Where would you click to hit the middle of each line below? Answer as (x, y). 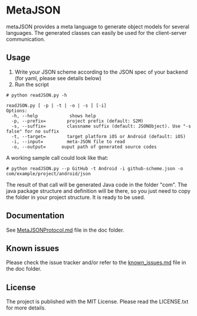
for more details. (26, 308)
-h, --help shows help (54, 116)
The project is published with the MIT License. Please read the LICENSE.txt (97, 302)
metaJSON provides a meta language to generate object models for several (98, 27)
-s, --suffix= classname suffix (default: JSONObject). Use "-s (101, 126)
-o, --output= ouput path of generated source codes (84, 147)
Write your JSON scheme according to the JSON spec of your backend (101, 72)
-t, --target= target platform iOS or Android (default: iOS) (98, 136)
